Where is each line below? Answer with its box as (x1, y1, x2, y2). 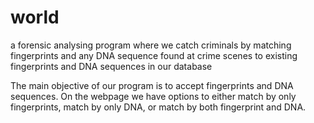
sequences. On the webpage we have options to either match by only (10, 90, 297, 102)
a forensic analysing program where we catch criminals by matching (10, 39, 292, 51)
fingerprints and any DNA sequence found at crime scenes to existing (10, 49, 298, 61)
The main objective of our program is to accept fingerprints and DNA (10, 79, 294, 91)
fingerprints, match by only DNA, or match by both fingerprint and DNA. (10, 101, 307, 113)
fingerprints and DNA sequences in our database (10, 60, 213, 72)
